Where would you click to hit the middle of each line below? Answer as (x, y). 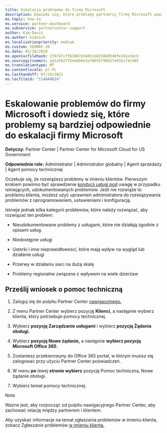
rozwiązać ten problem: (29, 215)
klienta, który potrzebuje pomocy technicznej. (59, 316)
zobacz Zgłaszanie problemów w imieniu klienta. (55, 425)
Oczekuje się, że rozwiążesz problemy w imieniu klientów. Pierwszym (76, 179)
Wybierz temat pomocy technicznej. (49, 385)
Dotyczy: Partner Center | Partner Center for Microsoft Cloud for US (75, 149)
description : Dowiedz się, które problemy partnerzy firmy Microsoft (79, 14)
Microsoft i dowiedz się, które (68, 114)
